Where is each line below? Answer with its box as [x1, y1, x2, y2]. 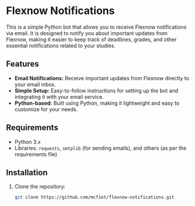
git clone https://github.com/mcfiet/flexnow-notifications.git [14, 194, 175, 200]
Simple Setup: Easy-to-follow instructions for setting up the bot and [14, 87, 179, 94]
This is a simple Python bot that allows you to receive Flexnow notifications [6, 23, 187, 30]
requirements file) [14, 150, 57, 157]
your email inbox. [14, 81, 57, 88]
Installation [6, 167, 48, 177]
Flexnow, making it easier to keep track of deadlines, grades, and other [6, 36, 177, 43]
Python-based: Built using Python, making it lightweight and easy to [14, 99, 180, 107]
